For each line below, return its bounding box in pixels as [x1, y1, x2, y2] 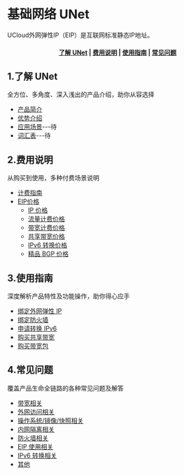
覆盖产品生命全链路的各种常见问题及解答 [7, 383, 124, 392]
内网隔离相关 [17, 425, 55, 433]
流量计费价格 [27, 214, 65, 224]
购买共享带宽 [17, 332, 55, 341]
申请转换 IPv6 [17, 324, 57, 332]
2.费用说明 [7, 154, 54, 166]
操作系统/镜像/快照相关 [17, 416, 84, 425]
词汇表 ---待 [17, 131, 51, 140]
